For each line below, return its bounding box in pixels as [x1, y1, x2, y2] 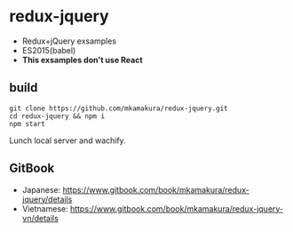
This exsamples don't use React [21, 54, 144, 65]
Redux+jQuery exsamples [21, 36, 117, 46]
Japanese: [21, 184, 61, 195]
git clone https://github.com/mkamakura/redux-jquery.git [9, 104, 228, 113]
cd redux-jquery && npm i [9, 111, 105, 121]
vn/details [21, 212, 59, 223]
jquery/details [21, 194, 73, 204]
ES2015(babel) [21, 44, 76, 55]
